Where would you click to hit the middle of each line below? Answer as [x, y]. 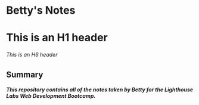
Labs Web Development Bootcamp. [51, 96]
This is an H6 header [32, 54]
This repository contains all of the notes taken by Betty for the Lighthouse [100, 89]
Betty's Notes [41, 10]
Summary [25, 74]
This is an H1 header [57, 38]
